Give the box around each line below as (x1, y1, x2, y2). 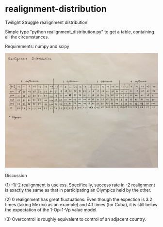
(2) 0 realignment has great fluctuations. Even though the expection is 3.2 (5, 196, 152, 202)
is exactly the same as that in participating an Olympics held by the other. (5, 187, 152, 193)
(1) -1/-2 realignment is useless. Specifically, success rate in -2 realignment (5, 182, 155, 188)
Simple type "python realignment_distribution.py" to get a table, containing (5, 29, 154, 34)
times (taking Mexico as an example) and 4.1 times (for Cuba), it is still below (5, 201, 158, 207)
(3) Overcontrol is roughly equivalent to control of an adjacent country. (5, 216, 147, 222)
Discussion (5, 172, 27, 178)
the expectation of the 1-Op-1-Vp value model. (5, 207, 98, 212)
